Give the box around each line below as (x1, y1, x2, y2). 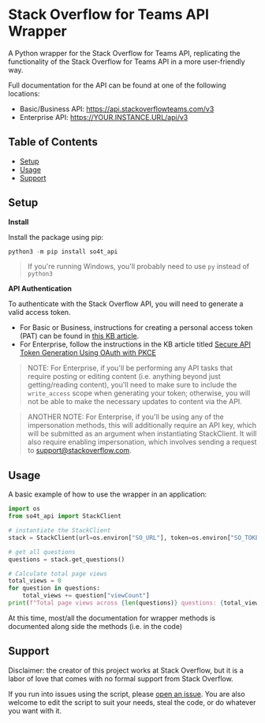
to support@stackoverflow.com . (27, 446, 132, 455)
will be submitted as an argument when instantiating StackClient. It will (27, 429, 257, 439)
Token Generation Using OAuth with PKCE (19, 348, 156, 358)
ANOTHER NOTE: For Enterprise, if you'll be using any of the (27, 412, 224, 421)
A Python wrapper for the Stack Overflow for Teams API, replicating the (8, 48, 241, 58)
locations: (8, 88, 40, 98)
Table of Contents (8, 136, 99, 149)
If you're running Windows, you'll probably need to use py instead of (27, 262, 250, 272)
